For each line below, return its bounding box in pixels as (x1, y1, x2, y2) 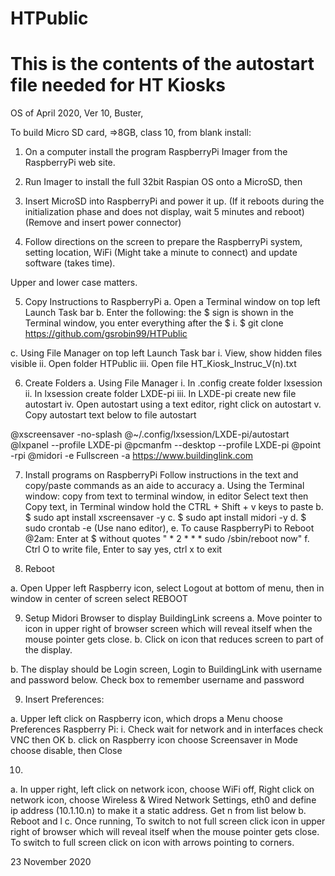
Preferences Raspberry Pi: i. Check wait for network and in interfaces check (10, 723, 324, 736)
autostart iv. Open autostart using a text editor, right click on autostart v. (24, 398, 322, 411)
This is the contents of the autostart (10, 53, 315, 76)
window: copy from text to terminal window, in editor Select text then (24, 490, 309, 502)
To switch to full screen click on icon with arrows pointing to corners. (10, 837, 295, 849)
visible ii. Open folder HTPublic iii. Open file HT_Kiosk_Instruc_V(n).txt (10, 358, 297, 370)
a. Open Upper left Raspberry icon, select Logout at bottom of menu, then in (10, 582, 325, 594)
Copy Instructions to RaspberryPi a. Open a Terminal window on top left (24, 296, 321, 308)
